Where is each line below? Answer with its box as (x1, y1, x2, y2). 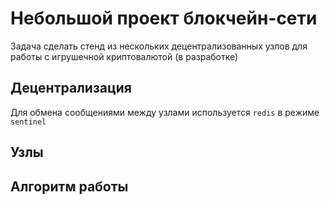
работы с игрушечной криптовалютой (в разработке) (10, 50, 239, 62)
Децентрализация (10, 80, 132, 97)
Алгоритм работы (10, 178, 129, 195)
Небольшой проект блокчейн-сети (10, 7, 318, 30)
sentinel (10, 117, 47, 127)
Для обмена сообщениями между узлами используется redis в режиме (10, 106, 320, 118)
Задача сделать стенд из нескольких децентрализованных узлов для (10, 40, 308, 52)
